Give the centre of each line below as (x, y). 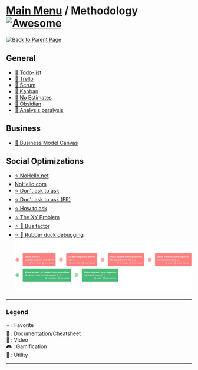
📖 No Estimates (33, 97)
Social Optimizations (45, 161)
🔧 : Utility (17, 355)
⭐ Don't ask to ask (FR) (43, 200)
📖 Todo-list (28, 72)
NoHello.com (31, 184)
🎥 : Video (17, 340)
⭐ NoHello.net (32, 176)
